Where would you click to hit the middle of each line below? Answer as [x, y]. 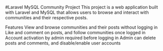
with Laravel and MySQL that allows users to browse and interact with [77, 12]
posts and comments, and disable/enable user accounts [63, 43]
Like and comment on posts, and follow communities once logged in [75, 32]
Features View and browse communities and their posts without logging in [81, 27]
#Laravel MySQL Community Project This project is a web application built [82, 7]
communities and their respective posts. [46, 18]
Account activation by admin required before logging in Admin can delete [80, 38]
